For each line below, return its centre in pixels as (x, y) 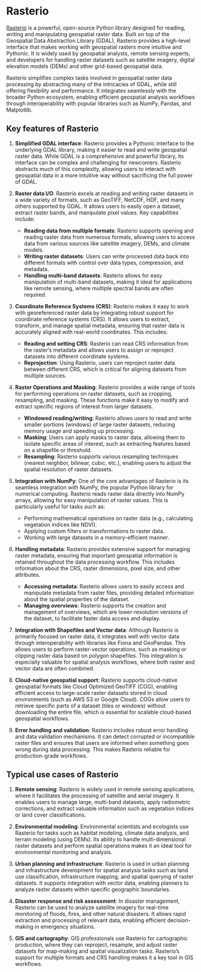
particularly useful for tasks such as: (60, 506)
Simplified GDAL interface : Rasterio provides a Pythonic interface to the (104, 143)
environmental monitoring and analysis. (64, 852)
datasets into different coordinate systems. (77, 356)
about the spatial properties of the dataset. (77, 599)
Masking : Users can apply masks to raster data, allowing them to (104, 437)
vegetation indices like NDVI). (60, 525)
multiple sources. (45, 375)
